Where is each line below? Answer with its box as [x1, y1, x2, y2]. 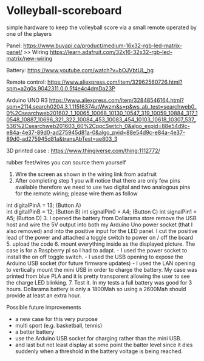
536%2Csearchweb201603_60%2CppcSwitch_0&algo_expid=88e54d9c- [6, 122, 190, 129]
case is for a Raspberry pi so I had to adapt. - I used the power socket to [6, 246, 188, 254]
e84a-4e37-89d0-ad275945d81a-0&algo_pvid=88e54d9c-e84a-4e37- [6, 129, 186, 136]
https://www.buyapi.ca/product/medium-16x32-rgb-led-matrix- [23, 42, 183, 49]
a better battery [15, 328, 55, 336]
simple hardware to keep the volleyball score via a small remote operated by [6, 24, 197, 31]
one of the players [6, 30, 52, 37]
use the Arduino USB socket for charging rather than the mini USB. [15, 334, 182, 342]
